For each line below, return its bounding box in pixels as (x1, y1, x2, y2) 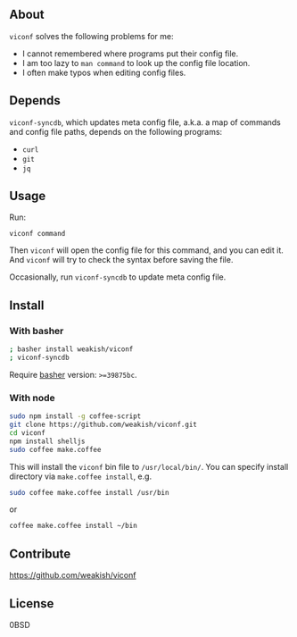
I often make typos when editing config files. (21, 67, 186, 78)
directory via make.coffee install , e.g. (9, 471, 153, 482)
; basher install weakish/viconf (9, 345, 134, 354)
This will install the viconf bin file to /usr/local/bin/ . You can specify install (9, 461, 289, 472)
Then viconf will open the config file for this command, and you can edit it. (9, 245, 284, 256)
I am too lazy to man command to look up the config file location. (21, 57, 251, 68)
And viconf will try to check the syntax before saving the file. (9, 255, 234, 265)
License (9, 596, 54, 611)
